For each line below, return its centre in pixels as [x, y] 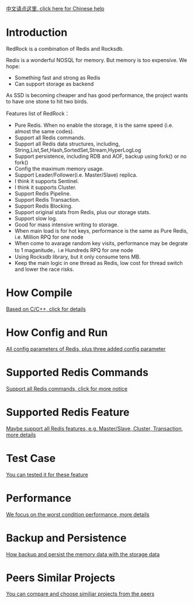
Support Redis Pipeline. [43, 193]
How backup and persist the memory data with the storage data [83, 554]
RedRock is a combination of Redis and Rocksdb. [65, 49]
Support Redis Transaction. [47, 199]
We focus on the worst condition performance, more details [78, 514]
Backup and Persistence [66, 538]
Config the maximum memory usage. [59, 168]
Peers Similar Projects [61, 578]
